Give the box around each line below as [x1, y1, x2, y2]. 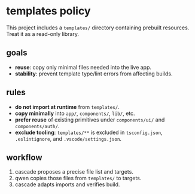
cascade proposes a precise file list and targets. [14, 168, 133, 175]
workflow [6, 152, 42, 162]
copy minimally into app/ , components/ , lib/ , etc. [14, 110, 136, 117]
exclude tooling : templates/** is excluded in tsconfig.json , [14, 129, 163, 136]
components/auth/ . [14, 122, 60, 129]
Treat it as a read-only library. [6, 30, 80, 37]
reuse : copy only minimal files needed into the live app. [14, 63, 151, 71]
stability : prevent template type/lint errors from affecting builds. [14, 70, 173, 77]
